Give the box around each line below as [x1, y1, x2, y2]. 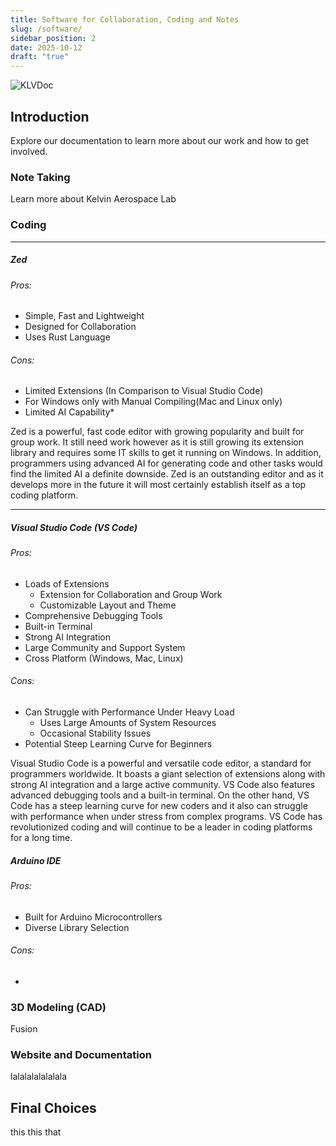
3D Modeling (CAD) [10, 1000, 107, 1014]
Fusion [10, 1023, 38, 1035]
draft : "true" [10, 52, 70, 62]
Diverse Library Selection [24, 921, 130, 933]
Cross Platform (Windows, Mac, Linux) [24, 652, 184, 664]
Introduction [10, 108, 90, 125]
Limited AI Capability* [24, 406, 115, 418]
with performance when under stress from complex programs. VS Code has [10, 811, 323, 823]
